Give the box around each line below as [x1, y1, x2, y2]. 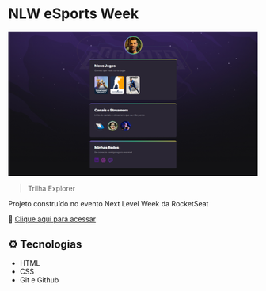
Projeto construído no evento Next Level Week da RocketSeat [8, 199, 209, 209]
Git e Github [19, 275, 59, 285]
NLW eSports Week [8, 5, 139, 23]
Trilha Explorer [27, 183, 76, 194]
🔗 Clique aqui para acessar [8, 214, 97, 224]
